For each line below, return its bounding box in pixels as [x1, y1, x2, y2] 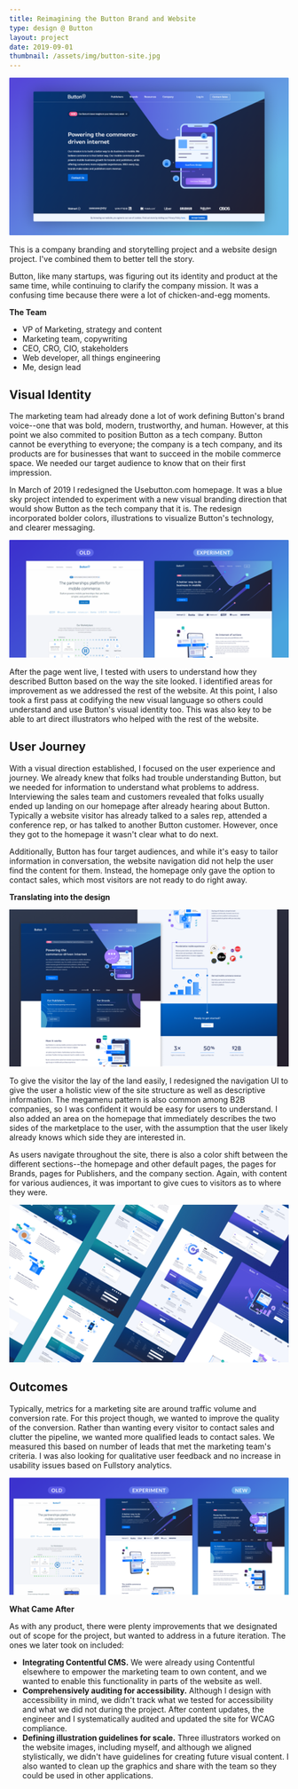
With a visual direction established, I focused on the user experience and [9, 763, 276, 773]
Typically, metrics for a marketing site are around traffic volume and [9, 1403, 257, 1413]
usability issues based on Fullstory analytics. [9, 1460, 173, 1470]
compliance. [21, 1723, 68, 1734]
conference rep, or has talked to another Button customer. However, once [9, 819, 278, 830]
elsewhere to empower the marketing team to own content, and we [21, 1666, 268, 1677]
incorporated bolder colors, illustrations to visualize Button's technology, [9, 513, 275, 524]
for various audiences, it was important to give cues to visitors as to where [9, 1177, 282, 1189]
